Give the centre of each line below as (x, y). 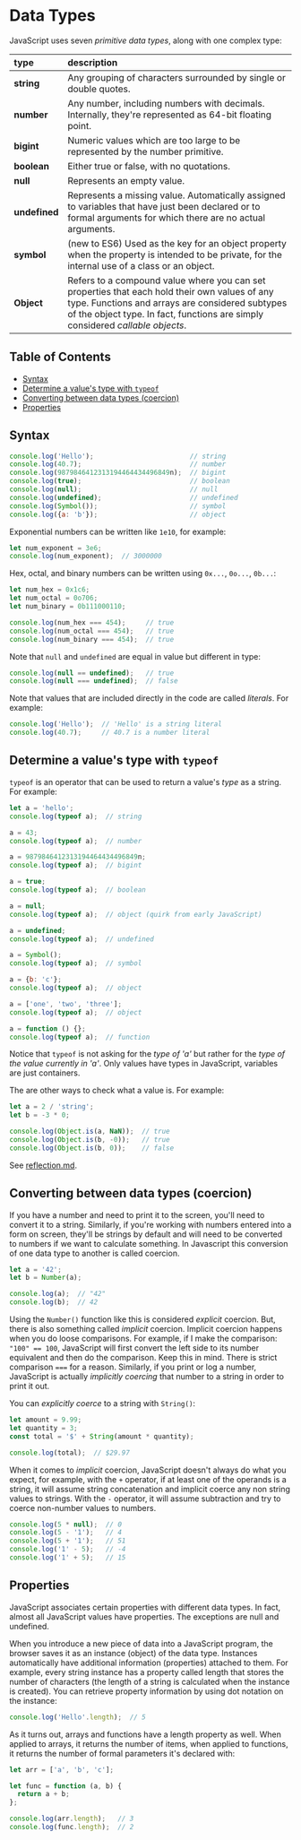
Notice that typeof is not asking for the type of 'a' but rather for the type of (147, 1054)
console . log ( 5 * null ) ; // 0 (66, 1525)
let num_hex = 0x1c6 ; (50, 590)
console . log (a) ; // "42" (57, 1294)
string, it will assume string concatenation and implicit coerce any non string (150, 1489)
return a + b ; (43, 1794)
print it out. (30, 1386)
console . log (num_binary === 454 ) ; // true (92, 639)
